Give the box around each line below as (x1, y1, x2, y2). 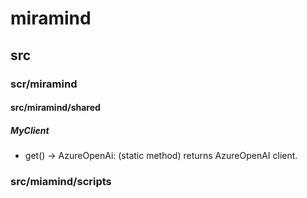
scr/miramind (10, 77, 78, 91)
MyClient (10, 124, 50, 136)
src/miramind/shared (10, 102, 101, 114)
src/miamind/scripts (10, 174, 112, 188)
